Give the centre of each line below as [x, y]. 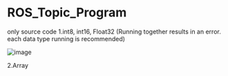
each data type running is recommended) [66, 38]
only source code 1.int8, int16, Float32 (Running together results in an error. [114, 31]
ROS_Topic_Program [67, 13]
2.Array [18, 65]
